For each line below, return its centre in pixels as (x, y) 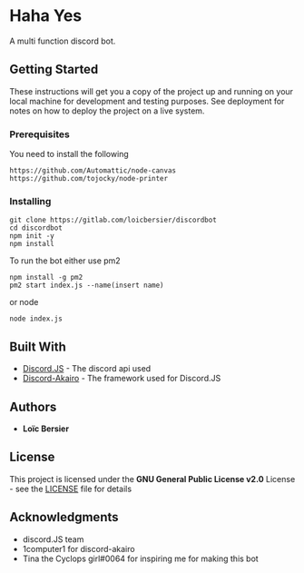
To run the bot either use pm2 (65, 261)
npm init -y (32, 236)
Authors (33, 406)
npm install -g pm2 (46, 278)
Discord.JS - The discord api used (87, 369)
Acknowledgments (64, 517)
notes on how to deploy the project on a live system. (107, 111)
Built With (38, 346)
